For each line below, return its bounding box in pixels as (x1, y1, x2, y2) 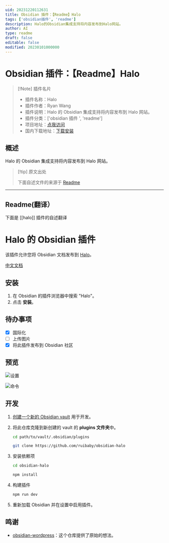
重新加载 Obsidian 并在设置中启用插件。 (12, 501, 96, 508)
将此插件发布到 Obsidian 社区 (12, 342, 73, 348)
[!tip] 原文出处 (17, 169, 47, 175)
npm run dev (12, 492, 38, 497)
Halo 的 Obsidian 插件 (5, 234, 96, 245)
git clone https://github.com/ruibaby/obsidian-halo (12, 443, 126, 448)
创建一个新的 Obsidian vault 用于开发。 (12, 413, 94, 420)
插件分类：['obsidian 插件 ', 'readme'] (25, 115, 103, 121)
